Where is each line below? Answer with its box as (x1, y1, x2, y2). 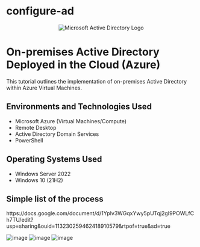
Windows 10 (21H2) (14, 176, 63, 184)
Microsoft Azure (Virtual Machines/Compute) (14, 117, 127, 124)
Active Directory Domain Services (14, 130, 99, 138)
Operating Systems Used (6, 154, 102, 165)
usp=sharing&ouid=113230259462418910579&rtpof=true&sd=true (6, 222, 170, 230)
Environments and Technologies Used (6, 102, 152, 112)
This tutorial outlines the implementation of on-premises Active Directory (6, 78, 187, 85)
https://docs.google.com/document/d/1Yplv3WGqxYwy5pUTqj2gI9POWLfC (6, 210, 195, 217)
